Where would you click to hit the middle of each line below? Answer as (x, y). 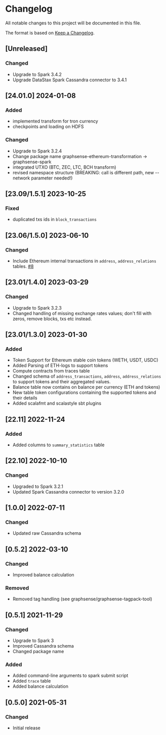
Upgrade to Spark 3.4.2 (37, 74)
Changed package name (38, 652)
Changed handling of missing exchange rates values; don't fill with (82, 313)
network (21, 178)
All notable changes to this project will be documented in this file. (73, 23)
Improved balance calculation (43, 575)
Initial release (26, 728)
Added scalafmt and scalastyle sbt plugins (57, 403)
